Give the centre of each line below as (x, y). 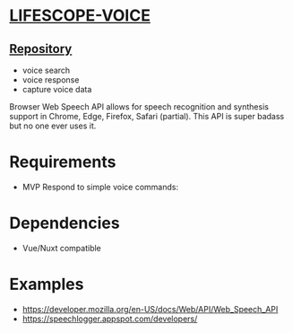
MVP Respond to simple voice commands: (100, 187)
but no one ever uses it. (53, 126)
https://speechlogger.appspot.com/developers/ (110, 319)
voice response (51, 80)
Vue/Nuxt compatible (61, 248)
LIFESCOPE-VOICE (80, 16)
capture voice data (57, 89)
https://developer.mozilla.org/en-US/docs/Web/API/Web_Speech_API (150, 309)
